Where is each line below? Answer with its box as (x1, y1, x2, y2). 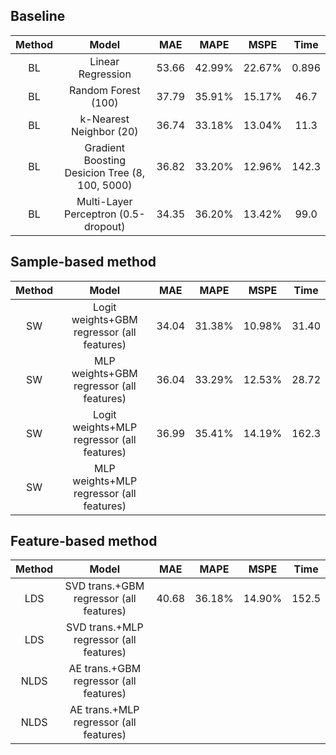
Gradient (84, 140, 126, 154)
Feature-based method (10, 533, 158, 550)
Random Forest (69, 83, 141, 97)
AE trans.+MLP (69, 703, 140, 717)
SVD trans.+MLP (65, 620, 144, 634)
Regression (78, 67, 132, 81)
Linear (89, 54, 120, 68)
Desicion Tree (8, (64, 165, 146, 179)
